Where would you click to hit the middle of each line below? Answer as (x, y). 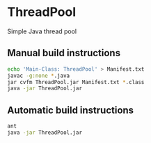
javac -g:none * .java (39, 76)
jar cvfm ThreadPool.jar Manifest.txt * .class (76, 82)
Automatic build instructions (71, 110)
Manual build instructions (64, 53)
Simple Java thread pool (42, 31)
